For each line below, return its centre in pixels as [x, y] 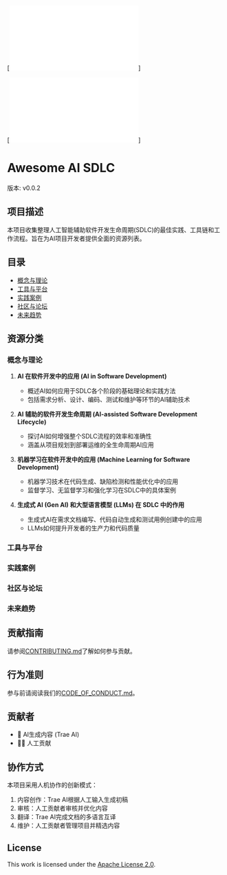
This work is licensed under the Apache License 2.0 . [82, 864]
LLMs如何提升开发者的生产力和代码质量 [83, 528]
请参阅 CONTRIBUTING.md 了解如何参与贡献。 [72, 651]
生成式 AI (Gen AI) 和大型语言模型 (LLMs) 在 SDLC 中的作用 [100, 505]
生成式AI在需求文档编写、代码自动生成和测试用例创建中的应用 [115, 519]
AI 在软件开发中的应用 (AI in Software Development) [92, 376]
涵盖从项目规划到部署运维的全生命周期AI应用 [91, 445]
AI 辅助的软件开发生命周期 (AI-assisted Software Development [107, 414]
